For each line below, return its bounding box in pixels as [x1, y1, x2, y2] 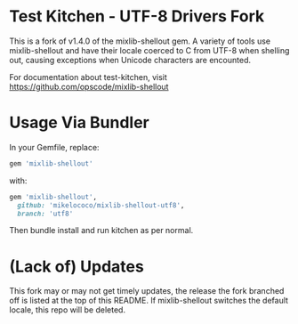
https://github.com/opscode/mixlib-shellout [9, 81, 169, 92]
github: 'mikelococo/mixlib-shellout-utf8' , [17, 200, 185, 210]
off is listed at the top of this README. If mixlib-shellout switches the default [9, 296, 289, 306]
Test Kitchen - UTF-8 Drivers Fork [9, 6, 265, 27]
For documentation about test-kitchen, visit [9, 71, 167, 82]
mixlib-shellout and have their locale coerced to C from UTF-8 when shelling [9, 45, 290, 55]
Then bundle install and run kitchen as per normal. [9, 225, 194, 236]
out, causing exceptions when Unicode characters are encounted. [9, 54, 252, 65]
